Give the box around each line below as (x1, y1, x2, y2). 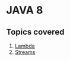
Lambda (14, 42, 35, 49)
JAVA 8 (6, 4, 43, 17)
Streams (14, 49, 36, 56)
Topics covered (6, 27, 65, 37)
